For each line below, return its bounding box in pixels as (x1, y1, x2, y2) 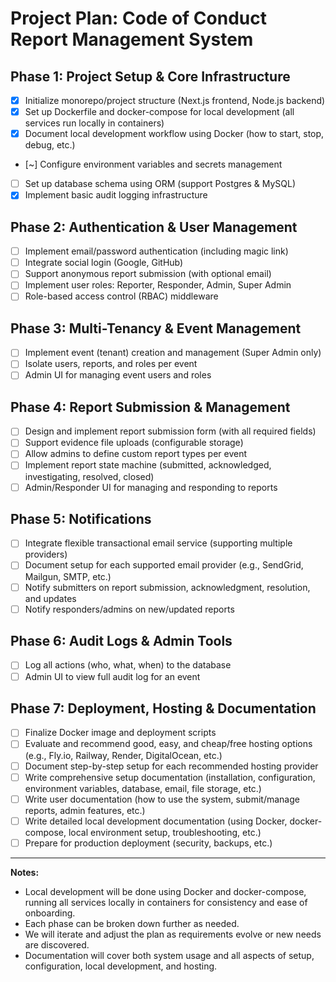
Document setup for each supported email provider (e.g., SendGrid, (24, 559, 304, 571)
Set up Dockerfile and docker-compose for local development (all (24, 106, 295, 118)
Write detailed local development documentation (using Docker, (24, 815, 288, 827)
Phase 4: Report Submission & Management (10, 398, 291, 416)
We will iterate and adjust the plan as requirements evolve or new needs (24, 928, 322, 940)
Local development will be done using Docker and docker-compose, (24, 885, 307, 897)
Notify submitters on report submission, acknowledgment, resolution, (24, 581, 311, 593)
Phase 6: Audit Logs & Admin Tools (10, 633, 233, 650)
